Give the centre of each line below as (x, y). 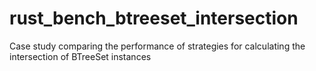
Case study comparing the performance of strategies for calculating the (157, 46)
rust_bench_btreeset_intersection (154, 18)
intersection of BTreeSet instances (80, 56)
